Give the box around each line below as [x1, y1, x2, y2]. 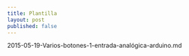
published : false [7, 23, 57, 29]
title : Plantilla [7, 10, 57, 17]
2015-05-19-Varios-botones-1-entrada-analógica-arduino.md [7, 42, 182, 50]
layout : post [7, 16, 45, 23]
